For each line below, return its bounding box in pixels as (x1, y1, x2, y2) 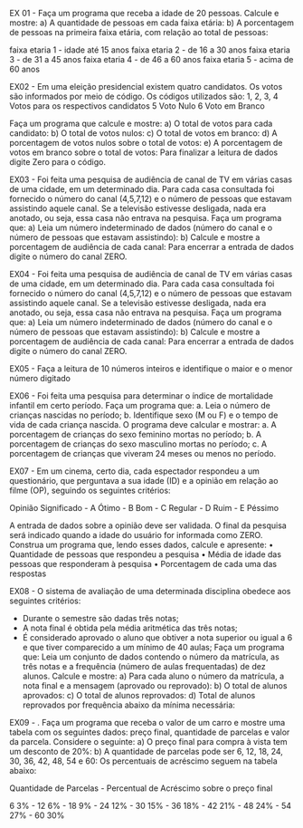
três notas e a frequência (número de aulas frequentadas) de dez (22, 661, 266, 671)
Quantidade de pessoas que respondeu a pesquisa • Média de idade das (9, 549, 282, 560)
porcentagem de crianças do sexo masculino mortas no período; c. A (9, 438, 268, 449)
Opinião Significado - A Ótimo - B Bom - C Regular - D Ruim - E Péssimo (9, 503, 279, 513)
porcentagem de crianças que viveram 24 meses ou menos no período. (9, 448, 277, 458)
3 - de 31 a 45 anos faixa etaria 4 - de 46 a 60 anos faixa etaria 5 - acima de (9, 54, 294, 64)
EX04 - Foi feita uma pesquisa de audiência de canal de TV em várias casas (9, 269, 293, 279)
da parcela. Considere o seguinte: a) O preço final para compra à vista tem (9, 737, 288, 746)
